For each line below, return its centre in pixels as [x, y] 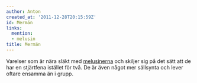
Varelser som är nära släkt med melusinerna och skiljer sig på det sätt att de [98, 61]
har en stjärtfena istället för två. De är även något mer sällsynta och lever [95, 67]
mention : [22, 34]
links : [14, 28]
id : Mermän [20, 22]
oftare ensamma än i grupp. [40, 74]
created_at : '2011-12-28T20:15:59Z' [51, 17]
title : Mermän [24, 45]
